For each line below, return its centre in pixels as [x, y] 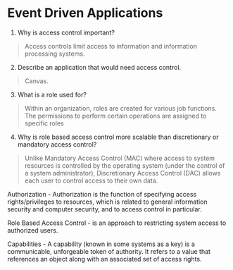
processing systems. [55, 54]
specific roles [44, 123]
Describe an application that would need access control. [99, 67]
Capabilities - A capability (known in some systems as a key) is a [101, 244]
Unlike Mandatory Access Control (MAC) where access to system [120, 158]
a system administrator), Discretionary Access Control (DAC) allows [122, 173]
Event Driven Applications [85, 13]
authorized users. [33, 230]
